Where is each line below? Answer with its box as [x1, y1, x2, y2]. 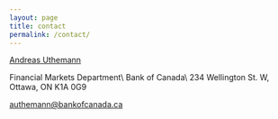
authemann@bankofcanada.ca [9, 99, 123, 110]
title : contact [9, 22, 67, 31]
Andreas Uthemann [9, 55, 82, 66]
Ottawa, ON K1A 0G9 [9, 82, 87, 93]
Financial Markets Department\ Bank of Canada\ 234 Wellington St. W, [9, 72, 270, 83]
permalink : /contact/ [9, 30, 91, 39]
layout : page [9, 13, 58, 23]
